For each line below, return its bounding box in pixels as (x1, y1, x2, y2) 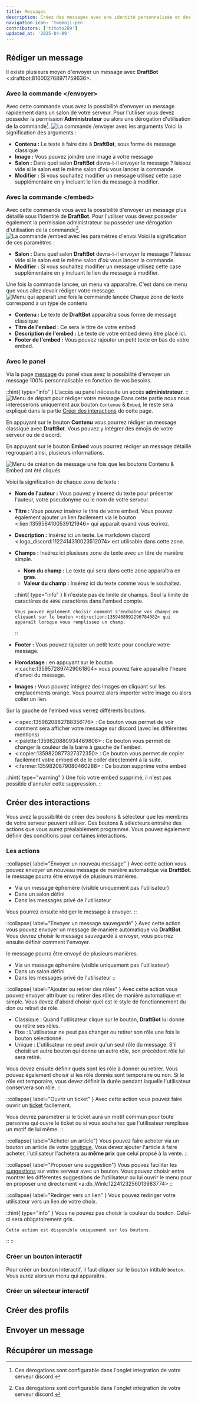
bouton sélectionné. (14, 1035, 64, 1042)
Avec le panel (6, 357, 46, 365)
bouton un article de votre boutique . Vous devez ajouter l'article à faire (6, 1144, 178, 1151)
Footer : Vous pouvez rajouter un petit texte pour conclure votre (14, 641, 170, 648)
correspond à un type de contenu (6, 300, 88, 307)
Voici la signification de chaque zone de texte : (6, 478, 120, 485)
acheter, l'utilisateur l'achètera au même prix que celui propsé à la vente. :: (6, 1150, 188, 1157)
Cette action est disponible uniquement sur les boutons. (6, 1227, 151, 1233)
